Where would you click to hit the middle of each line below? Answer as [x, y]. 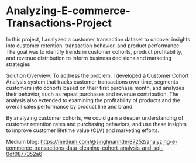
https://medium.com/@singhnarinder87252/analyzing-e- [109, 141]
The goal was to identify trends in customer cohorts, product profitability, [94, 51]
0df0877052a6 [24, 154]
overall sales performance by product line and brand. [70, 106]
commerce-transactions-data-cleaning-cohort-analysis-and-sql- [85, 148]
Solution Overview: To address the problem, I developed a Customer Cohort [97, 75]
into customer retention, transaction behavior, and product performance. [94, 46]
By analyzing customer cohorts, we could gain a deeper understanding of [95, 117]
